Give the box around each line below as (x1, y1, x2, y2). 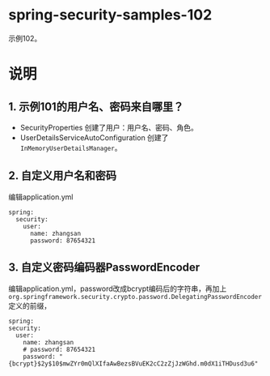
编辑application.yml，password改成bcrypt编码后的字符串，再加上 (8, 284, 227, 293)
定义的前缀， (8, 301, 51, 310)
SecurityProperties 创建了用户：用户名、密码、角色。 (19, 122, 198, 132)
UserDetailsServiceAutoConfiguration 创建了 (19, 132, 169, 143)
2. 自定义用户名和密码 (8, 169, 117, 183)
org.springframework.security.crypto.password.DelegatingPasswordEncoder (8, 293, 263, 301)
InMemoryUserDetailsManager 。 (19, 143, 122, 152)
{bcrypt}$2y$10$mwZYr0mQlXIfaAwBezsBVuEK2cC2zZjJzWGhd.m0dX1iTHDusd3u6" (8, 359, 259, 368)
